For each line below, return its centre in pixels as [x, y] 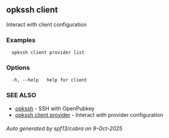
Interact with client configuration [47, 24]
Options [18, 67]
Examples [21, 40]
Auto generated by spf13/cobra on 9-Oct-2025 [64, 128]
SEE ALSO [21, 95]
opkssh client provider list [48, 53]
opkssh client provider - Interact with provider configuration [89, 114]
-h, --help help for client [49, 80]
